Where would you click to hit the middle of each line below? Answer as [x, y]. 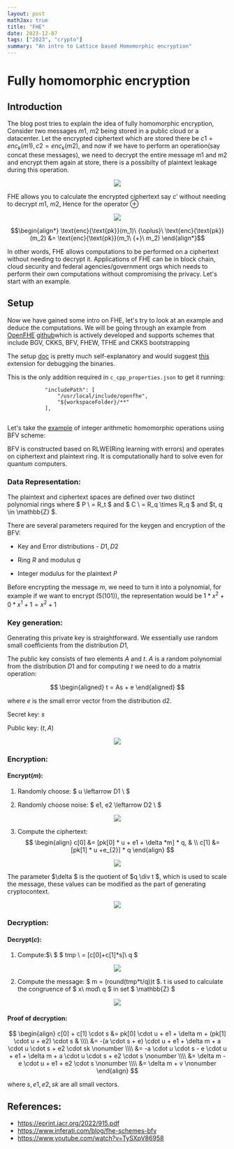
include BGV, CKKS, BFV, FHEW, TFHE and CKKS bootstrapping [98, 342]
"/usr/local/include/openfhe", [103, 396]
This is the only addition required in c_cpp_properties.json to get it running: [116, 377]
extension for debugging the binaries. [61, 363]
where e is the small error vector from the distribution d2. [90, 700]
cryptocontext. [29, 891]
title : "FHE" [26, 27]
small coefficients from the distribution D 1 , [68, 645]
